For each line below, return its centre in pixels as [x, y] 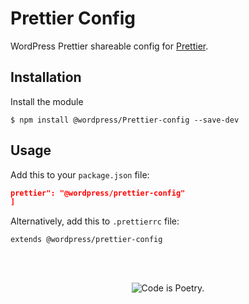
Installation [46, 77]
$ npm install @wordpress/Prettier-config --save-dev [125, 120]
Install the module [47, 101]
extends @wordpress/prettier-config [86, 240]
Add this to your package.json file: [80, 174]
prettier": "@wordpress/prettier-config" [98, 193]
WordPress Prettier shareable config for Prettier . [109, 46]
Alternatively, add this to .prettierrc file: [95, 221]
